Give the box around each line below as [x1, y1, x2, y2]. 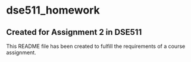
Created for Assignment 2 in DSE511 [6, 27, 142, 37]
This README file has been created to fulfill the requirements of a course [6, 43, 186, 50]
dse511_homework [6, 4, 100, 17]
